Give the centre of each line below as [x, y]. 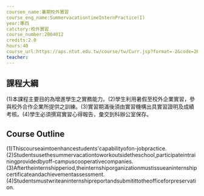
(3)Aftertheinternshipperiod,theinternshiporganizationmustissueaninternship [102, 168]
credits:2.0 [21, 40]
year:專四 [18, 23]
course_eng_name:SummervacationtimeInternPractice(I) [76, 18]
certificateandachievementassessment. [56, 175]
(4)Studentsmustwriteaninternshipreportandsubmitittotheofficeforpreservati [101, 181]
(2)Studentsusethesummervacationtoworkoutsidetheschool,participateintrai [101, 155]
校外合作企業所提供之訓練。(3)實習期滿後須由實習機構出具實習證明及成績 [103, 107]
